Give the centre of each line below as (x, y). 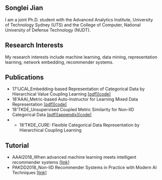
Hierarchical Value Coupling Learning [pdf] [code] (61, 94)
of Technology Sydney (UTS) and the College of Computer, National (73, 25)
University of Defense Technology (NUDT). (48, 30)
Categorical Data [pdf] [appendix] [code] (52, 115)
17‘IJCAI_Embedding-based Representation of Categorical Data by (78, 89)
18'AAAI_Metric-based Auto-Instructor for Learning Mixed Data (75, 99)
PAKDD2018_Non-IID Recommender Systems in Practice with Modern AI (84, 167)
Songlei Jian (24, 8)
